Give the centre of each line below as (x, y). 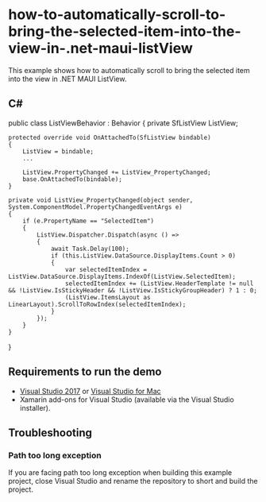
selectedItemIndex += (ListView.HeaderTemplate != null (159, 284)
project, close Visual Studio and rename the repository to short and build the (133, 481)
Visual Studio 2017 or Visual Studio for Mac (90, 391)
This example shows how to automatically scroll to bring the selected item (129, 70)
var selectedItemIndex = (106, 269)
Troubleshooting (50, 432)
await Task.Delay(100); (90, 249)
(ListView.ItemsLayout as (108, 297)
